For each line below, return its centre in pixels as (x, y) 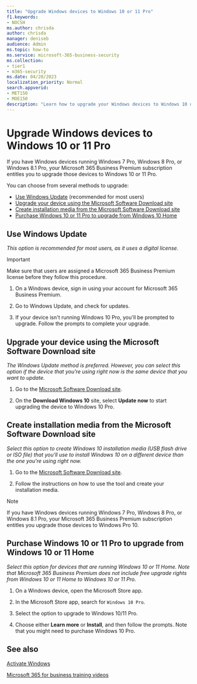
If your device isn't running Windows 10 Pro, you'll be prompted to (95, 318)
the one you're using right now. (44, 461)
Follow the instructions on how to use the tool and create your (89, 484)
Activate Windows (28, 663)
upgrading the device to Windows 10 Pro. (65, 407)
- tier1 (16, 66)
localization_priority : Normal (45, 83)
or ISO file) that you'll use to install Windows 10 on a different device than (95, 454)
